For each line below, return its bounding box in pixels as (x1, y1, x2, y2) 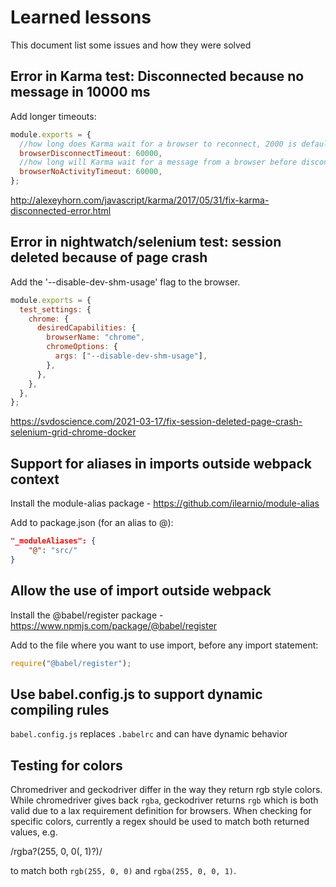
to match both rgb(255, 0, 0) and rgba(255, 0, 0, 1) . (10, 865, 237, 877)
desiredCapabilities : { (36, 323, 137, 333)
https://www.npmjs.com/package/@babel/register (10, 619, 218, 631)
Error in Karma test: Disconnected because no (10, 68, 305, 85)
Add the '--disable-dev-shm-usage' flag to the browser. (10, 276, 241, 288)
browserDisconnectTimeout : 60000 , (19, 148, 163, 158)
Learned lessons (10, 6, 152, 29)
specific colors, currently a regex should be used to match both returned (10, 816, 310, 828)
